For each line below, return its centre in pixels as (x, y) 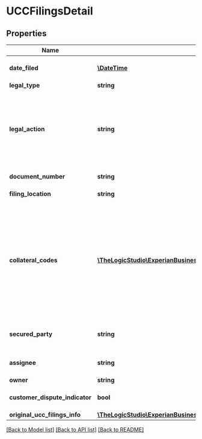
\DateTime (112, 68)
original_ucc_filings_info (45, 415)
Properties (26, 33)
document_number (37, 176)
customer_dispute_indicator (50, 397)
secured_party (31, 334)
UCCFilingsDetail (50, 11)
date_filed (24, 68)
